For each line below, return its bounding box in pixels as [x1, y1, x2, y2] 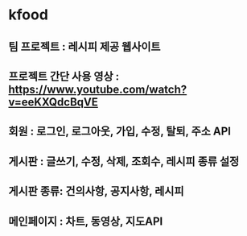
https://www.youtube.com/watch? [8, 82, 187, 96]
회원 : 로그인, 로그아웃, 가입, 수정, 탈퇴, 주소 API [8, 125, 232, 139]
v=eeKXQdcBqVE [8, 95, 99, 109]
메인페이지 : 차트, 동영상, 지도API [8, 214, 163, 228]
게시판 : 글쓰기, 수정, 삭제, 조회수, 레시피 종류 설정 [8, 155, 240, 168]
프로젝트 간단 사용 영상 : [8, 69, 120, 83]
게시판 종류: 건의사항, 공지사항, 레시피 [8, 184, 184, 198]
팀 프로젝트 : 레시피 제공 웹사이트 [8, 39, 161, 53]
